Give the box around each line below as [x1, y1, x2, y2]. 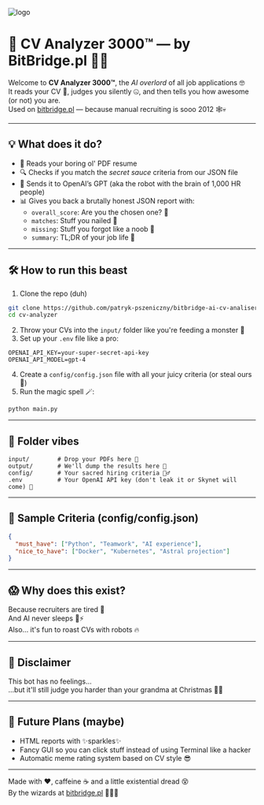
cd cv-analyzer [8, 311, 58, 319]
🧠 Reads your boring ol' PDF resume [19, 158, 137, 168]
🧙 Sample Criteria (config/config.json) [8, 512, 199, 525]
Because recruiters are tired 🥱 [8, 605, 105, 614]
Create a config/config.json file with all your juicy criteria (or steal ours [19, 370, 252, 379]
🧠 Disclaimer [8, 655, 71, 669]
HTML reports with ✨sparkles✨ [19, 736, 122, 745]
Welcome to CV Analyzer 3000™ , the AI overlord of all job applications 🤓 [8, 77, 245, 87]
